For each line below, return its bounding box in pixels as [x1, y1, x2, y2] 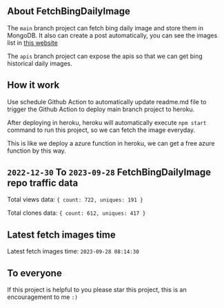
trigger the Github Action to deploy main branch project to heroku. [7, 105, 195, 113]
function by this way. [7, 146, 67, 155]
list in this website [7, 38, 59, 47]
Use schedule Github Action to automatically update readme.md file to [7, 97, 207, 106]
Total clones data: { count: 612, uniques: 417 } [7, 209, 146, 217]
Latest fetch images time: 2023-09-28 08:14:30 [7, 247, 139, 256]
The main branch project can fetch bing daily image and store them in [7, 23, 203, 32]
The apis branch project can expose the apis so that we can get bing [7, 52, 203, 60]
